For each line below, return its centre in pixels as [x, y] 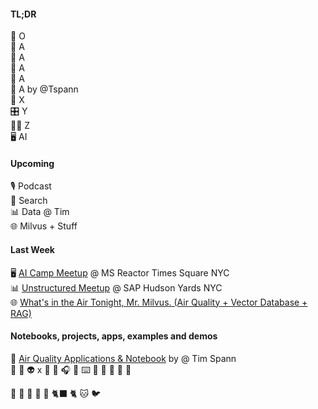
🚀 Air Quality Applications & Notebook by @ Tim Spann [123, 358]
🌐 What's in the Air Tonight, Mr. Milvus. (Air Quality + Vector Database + [159, 302]
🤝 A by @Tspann [44, 89]
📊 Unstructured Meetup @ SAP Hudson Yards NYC [116, 287]
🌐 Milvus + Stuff [44, 226]
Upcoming [32, 163]
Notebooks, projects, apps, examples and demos [114, 336]
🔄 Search [29, 201]
